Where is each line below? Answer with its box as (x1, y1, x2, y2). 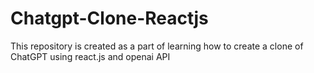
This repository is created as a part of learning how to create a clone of (10, 40, 304, 52)
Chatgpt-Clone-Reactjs (10, 7, 209, 30)
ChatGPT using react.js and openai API (10, 50, 171, 62)
